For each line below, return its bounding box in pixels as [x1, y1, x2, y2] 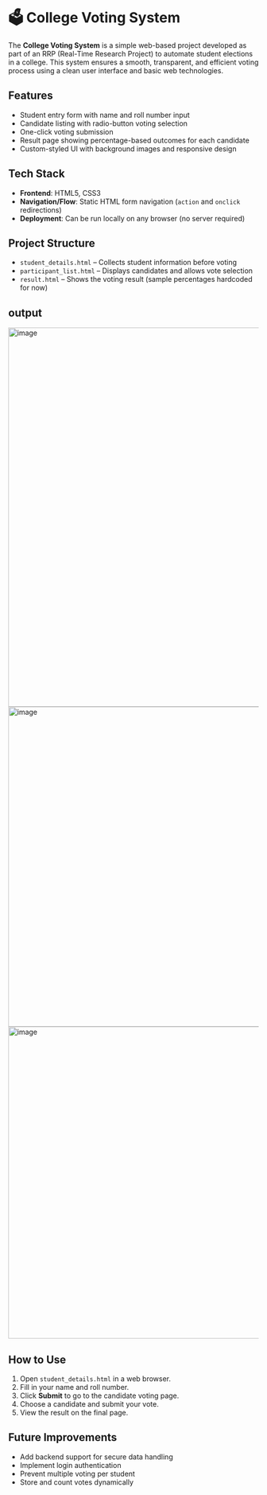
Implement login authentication [19, 1460, 122, 1470]
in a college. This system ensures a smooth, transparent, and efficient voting [8, 57, 259, 67]
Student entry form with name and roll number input [19, 110, 191, 119]
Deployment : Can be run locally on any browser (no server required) [19, 213, 246, 223]
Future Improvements [8, 1431, 118, 1444]
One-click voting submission [19, 127, 114, 136]
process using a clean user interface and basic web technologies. [8, 65, 224, 75]
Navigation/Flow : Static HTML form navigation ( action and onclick [19, 197, 241, 206]
